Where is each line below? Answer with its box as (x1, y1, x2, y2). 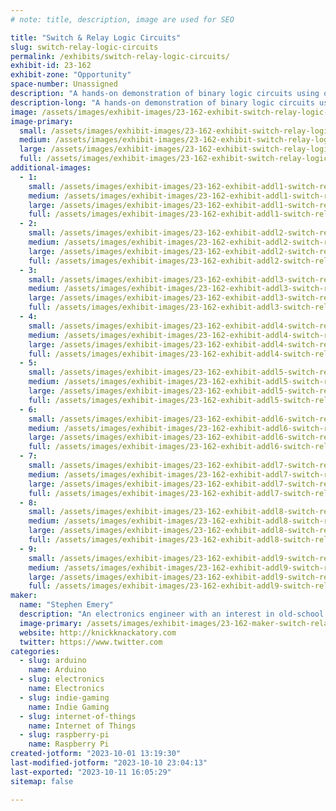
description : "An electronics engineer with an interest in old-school (19, 609, 325, 619)
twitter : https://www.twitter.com (19, 637, 163, 647)
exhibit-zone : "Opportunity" (10, 70, 132, 80)
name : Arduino (28, 665, 87, 675)
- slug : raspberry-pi (19, 730, 110, 740)
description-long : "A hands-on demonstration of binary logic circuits (10, 97, 315, 108)
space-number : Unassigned (10, 79, 118, 90)
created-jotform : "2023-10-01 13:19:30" (10, 749, 182, 759)
